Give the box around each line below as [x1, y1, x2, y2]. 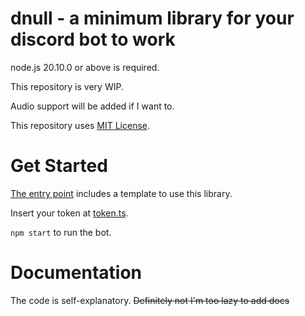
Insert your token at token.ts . [10, 207, 129, 219]
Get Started [10, 155, 108, 177]
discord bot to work [10, 28, 176, 51]
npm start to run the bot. [10, 226, 112, 238]
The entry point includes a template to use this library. [10, 187, 233, 199]
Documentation [10, 262, 143, 284]
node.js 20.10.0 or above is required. [10, 61, 160, 73]
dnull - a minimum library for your [10, 7, 295, 30]
